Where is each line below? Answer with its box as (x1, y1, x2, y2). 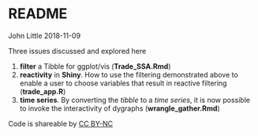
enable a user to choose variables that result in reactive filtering (19, 78, 227, 88)
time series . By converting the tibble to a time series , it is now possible (19, 95, 251, 104)
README (8, 5, 68, 23)
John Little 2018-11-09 (8, 31, 81, 40)
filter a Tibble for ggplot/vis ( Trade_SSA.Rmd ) (19, 61, 171, 71)
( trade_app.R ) (19, 86, 66, 96)
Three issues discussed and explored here (8, 46, 147, 55)
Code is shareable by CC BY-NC (8, 119, 114, 128)
